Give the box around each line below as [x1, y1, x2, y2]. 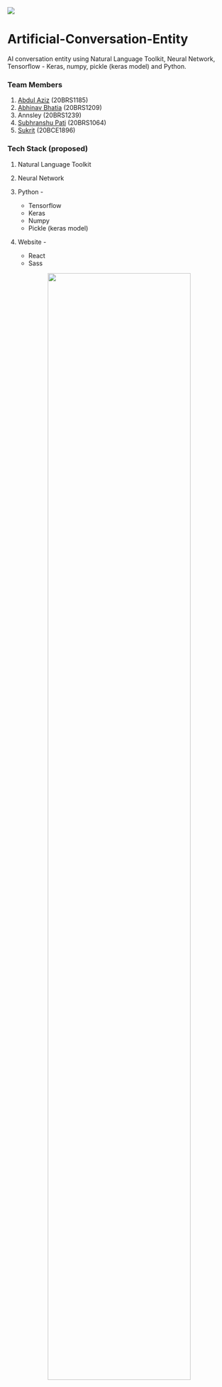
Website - [17, 238, 47, 246]
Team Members [7, 79, 62, 89]
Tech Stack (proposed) [7, 144, 89, 154]
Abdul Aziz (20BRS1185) [17, 96, 89, 104]
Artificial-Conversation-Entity [7, 31, 189, 48]
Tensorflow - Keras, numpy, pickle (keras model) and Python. [7, 62, 187, 70]
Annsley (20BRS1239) [17, 111, 82, 120]
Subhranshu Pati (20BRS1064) [17, 118, 106, 127]
